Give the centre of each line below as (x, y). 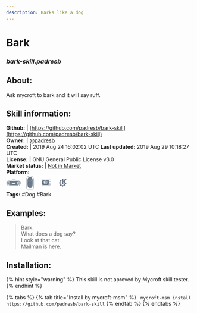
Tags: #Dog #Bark (29, 195)
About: (19, 81)
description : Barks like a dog (45, 12)
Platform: (18, 172)
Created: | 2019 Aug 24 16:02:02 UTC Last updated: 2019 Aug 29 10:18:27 (98, 147)
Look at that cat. (41, 240)
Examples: (26, 213)
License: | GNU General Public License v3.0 (60, 159)
